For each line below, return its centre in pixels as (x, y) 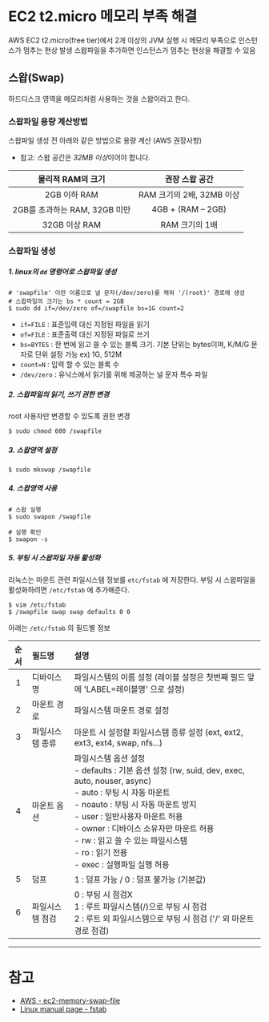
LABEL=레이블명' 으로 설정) (136, 689)
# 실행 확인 (25, 532)
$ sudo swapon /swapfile (50, 517)
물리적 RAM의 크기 (71, 180)
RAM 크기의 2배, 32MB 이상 (189, 195)
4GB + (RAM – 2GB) (189, 209)
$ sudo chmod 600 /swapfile (55, 431)
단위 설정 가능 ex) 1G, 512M (78, 354)
